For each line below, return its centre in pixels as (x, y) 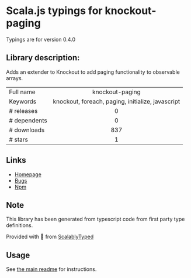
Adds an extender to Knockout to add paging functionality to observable (93, 72)
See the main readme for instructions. (51, 269)
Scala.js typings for (54, 11)
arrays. (15, 78)
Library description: (43, 58)
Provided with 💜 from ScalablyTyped (50, 237)
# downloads (27, 130)
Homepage (28, 174)
